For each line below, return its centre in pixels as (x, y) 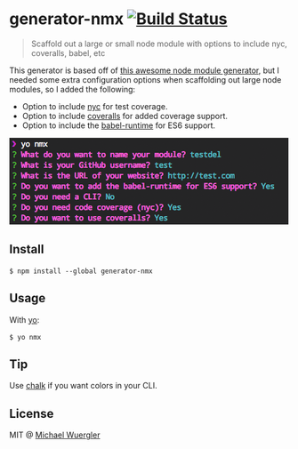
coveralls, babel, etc (68, 52)
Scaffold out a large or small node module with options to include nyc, (159, 44)
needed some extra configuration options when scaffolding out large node (145, 79)
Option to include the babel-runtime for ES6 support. (119, 125)
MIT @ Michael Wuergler (55, 435)
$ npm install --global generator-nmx (81, 271)
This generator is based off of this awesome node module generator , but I (145, 70)
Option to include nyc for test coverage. (95, 106)
